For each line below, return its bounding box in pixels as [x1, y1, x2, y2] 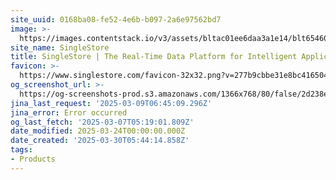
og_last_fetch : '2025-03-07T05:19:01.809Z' [10, 117, 195, 127]
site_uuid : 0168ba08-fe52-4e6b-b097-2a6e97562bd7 [10, 14, 222, 25]
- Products [10, 154, 56, 164]
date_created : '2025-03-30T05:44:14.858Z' [10, 136, 190, 146]
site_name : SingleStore [10, 42, 110, 53]
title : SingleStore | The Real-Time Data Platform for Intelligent [10, 52, 298, 62]
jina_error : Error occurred [10, 107, 128, 118]
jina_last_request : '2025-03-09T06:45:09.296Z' [10, 98, 213, 108]
